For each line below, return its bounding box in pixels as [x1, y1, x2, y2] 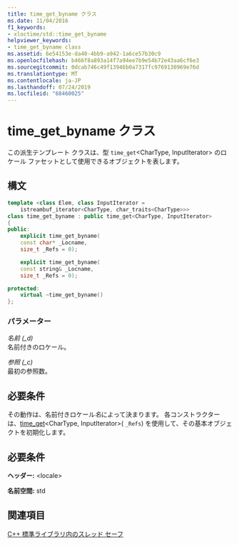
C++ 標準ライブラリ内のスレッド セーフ [7, 529, 123, 538]
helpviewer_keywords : [7, 37, 72, 44]
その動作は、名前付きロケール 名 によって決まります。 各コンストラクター [7, 410, 220, 419]
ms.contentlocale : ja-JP [7, 76, 81, 84]
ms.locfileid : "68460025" [7, 90, 84, 97]
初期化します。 [26, 428, 70, 436]
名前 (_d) [7, 334, 34, 343]
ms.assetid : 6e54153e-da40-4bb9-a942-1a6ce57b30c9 [7, 51, 161, 58]
